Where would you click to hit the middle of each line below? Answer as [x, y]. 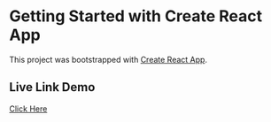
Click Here [28, 109]
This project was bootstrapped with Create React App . [108, 59]
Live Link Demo [52, 87]
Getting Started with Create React [136, 16]
